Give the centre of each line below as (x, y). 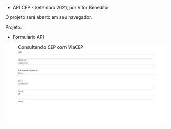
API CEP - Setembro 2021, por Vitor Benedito (60, 7)
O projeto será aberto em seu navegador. (49, 17)
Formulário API (28, 37)
